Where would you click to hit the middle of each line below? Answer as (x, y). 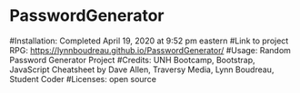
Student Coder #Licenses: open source (83, 79)
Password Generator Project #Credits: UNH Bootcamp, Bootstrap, (133, 60)
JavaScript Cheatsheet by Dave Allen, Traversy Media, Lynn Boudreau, (142, 70)
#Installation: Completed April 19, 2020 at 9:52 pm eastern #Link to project (149, 41)
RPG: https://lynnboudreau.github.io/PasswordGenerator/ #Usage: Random (150, 50)
